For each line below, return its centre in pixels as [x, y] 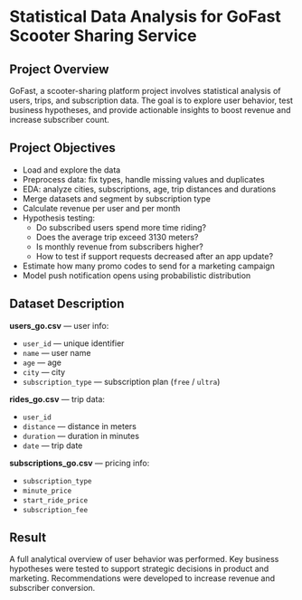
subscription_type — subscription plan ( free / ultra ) [121, 381]
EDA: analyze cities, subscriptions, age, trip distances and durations [149, 189]
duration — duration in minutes [81, 436]
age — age [42, 362]
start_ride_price [55, 500]
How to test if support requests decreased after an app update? [155, 256]
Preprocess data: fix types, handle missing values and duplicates [143, 179]
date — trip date [52, 445]
